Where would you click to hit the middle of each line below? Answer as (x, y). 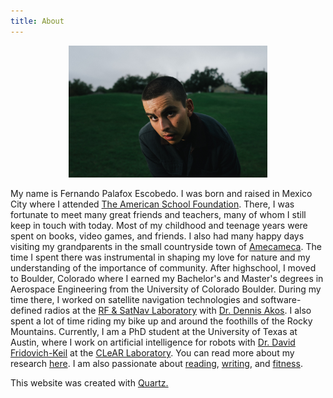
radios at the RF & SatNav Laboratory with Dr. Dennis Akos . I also (178, 311)
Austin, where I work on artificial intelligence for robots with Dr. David (153, 342)
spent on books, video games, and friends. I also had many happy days (157, 236)
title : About (37, 21)
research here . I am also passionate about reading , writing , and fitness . (156, 364)
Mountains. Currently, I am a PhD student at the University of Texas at (154, 332)
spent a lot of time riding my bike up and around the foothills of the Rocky (161, 321)
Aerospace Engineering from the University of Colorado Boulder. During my (166, 289)
